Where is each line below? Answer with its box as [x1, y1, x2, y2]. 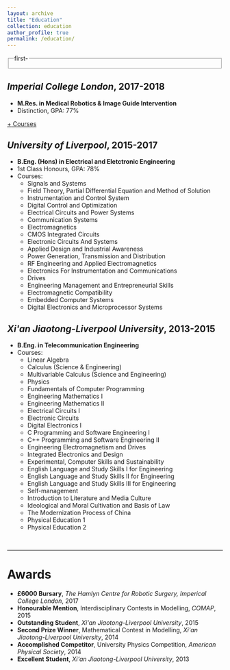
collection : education [7, 23, 72, 29]
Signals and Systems [27, 179, 87, 188]
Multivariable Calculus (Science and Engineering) [27, 371, 166, 379]
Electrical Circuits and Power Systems [27, 208, 135, 216]
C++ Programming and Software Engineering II [27, 436, 159, 444]
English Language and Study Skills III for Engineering [27, 480, 177, 488]
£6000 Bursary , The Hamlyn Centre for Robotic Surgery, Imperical [16, 590, 207, 598]
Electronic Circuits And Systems [27, 238, 118, 246]
